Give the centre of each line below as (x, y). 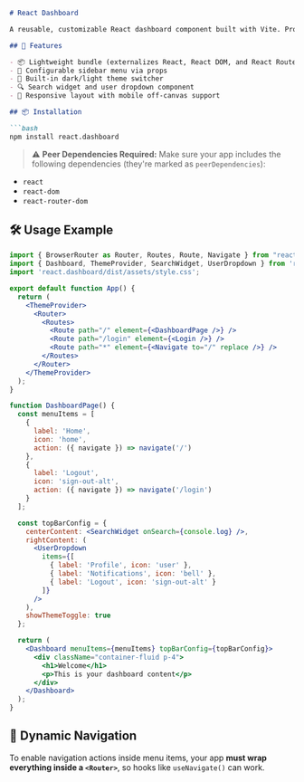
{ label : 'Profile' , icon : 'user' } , (121, 566)
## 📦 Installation (46, 112)
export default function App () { (72, 289)
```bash (24, 128)
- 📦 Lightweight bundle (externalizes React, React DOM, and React (141, 62)
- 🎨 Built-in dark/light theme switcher (87, 79)
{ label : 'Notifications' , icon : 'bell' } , (133, 574)
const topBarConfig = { (62, 523)
